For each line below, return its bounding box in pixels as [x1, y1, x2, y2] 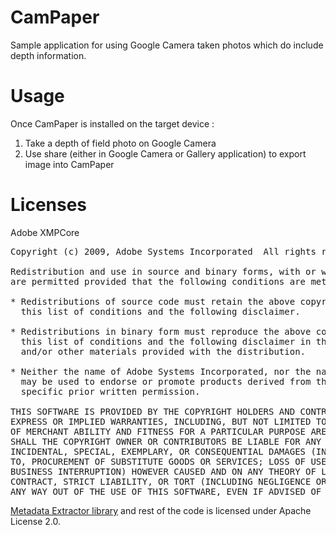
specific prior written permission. [20, 386, 201, 397]
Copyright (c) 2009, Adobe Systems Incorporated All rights [10, 246, 317, 257]
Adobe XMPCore [10, 226, 80, 238]
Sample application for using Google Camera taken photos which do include [10, 39, 324, 51]
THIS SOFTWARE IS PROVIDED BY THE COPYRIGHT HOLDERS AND [10, 406, 296, 417]
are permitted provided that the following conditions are [10, 276, 307, 287]
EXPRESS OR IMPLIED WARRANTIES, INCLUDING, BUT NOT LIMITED [10, 416, 312, 427]
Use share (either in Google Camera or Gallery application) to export [24, 147, 307, 160]
